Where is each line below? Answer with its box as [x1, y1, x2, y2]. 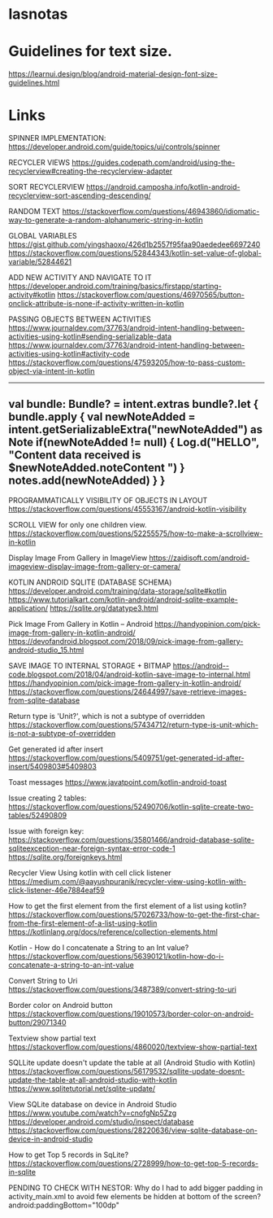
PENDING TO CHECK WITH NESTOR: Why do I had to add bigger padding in [8, 1182, 263, 1193]
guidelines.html [8, 78, 60, 88]
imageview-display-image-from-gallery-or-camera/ [8, 561, 181, 571]
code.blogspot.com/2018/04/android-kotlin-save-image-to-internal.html [8, 669, 250, 679]
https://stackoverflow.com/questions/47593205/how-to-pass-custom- [8, 357, 246, 367]
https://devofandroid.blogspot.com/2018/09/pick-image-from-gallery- [8, 636, 244, 646]
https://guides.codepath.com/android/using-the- [71, 158, 236, 168]
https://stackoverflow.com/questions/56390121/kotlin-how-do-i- [8, 951, 225, 961]
